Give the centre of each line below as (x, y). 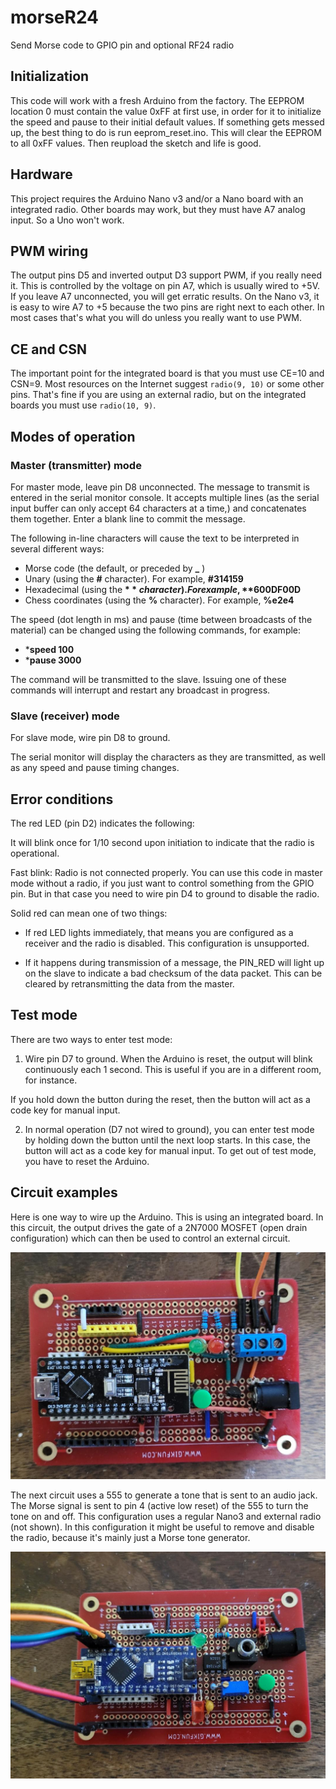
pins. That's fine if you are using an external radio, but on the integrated (158, 395)
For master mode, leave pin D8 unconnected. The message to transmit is (160, 487)
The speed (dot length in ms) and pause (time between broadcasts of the (161, 619)
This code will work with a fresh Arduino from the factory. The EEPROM (157, 100)
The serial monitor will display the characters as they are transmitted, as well (168, 757)
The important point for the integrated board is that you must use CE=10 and (167, 373)
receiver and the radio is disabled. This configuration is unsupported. (167, 943)
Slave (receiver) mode (65, 716)
